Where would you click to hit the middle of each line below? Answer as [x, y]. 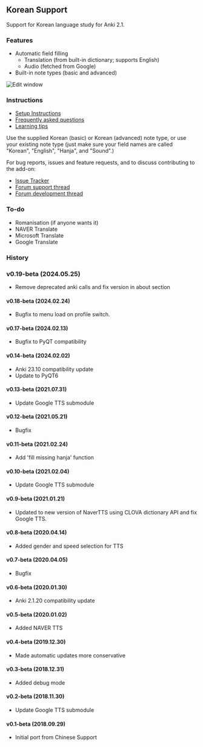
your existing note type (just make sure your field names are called [90, 144]
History [18, 257]
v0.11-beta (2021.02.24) [37, 444]
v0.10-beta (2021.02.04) [38, 471]
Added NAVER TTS [39, 628]
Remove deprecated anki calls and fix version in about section [93, 287]
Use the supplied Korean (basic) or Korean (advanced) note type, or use [96, 138]
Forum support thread [42, 187]
